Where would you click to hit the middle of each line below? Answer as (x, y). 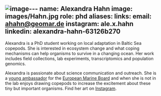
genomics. (16, 64)
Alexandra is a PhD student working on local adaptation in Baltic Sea (73, 43)
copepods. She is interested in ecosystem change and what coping (72, 48)
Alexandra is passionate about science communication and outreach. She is (81, 73)
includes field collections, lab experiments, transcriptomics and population (79, 58)
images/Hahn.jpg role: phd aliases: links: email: (78, 17)
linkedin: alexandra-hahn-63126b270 (63, 32)
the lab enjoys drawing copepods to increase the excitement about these (78, 83)
